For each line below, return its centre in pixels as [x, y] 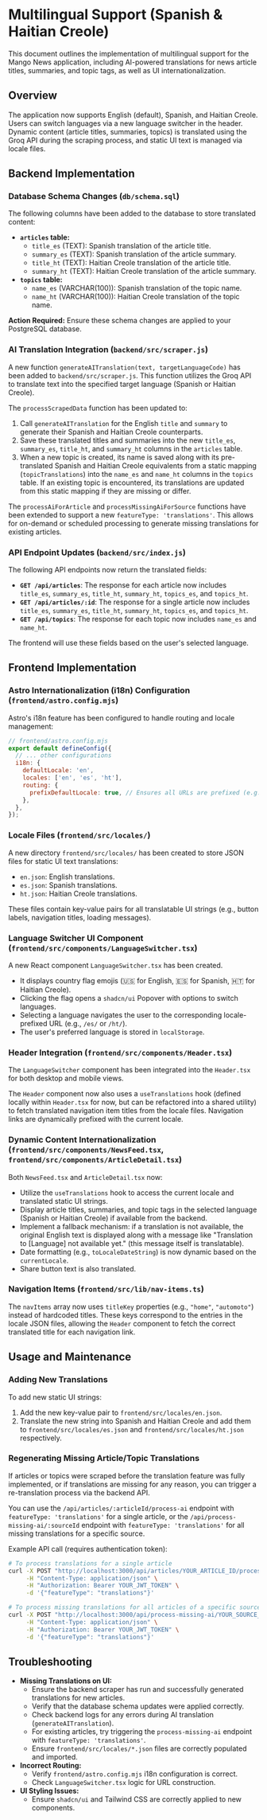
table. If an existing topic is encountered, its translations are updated [132, 482]
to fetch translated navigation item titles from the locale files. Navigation [126, 1111]
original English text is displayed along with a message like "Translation [136, 1235]
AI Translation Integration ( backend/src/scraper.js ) [108, 350]
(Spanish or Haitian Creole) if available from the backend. [114, 1218]
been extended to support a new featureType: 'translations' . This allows [131, 514]
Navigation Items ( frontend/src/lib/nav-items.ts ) [106, 1289]
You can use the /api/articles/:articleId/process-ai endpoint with [121, 1508]
